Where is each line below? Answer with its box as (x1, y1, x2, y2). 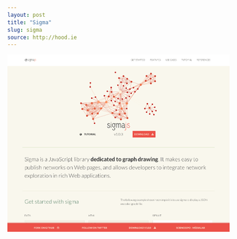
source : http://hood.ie (7, 34, 78, 41)
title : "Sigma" (7, 18, 52, 26)
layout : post (7, 11, 46, 18)
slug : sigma (7, 26, 42, 33)
